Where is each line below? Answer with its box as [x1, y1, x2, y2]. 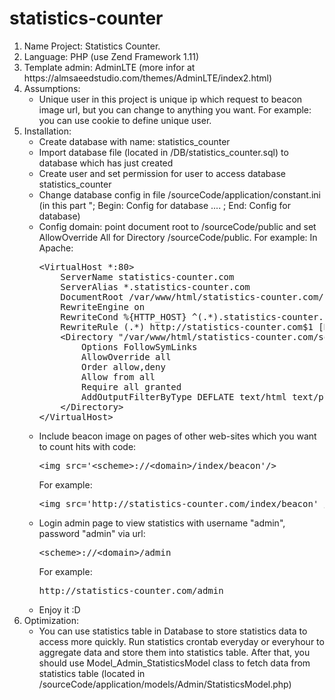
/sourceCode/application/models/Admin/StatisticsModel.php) [38, 678, 292, 690]
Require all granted [81, 381, 182, 392]
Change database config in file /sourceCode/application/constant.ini [38, 188, 322, 201]
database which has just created [38, 157, 174, 169]
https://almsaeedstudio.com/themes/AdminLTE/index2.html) [23, 72, 273, 84]
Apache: [38, 242, 74, 254]
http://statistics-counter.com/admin [38, 585, 224, 596]
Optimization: [23, 614, 79, 626]
